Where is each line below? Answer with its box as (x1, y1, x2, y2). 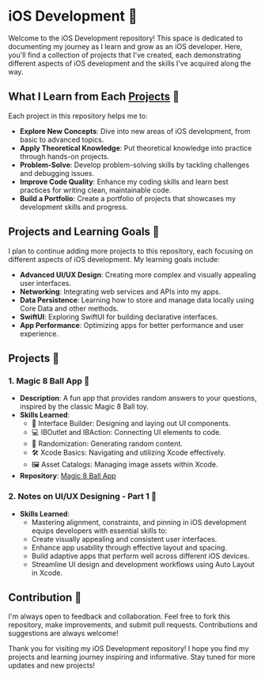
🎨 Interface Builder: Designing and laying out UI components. (31, 419, 231, 429)
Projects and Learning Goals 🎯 (8, 225, 160, 238)
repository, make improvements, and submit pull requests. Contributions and (8, 620, 258, 630)
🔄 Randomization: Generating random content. (31, 439, 184, 448)
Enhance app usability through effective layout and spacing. (31, 543, 228, 552)
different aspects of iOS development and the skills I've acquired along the (8, 59, 252, 68)
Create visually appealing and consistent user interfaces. (31, 534, 218, 543)
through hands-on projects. (19, 151, 110, 161)
